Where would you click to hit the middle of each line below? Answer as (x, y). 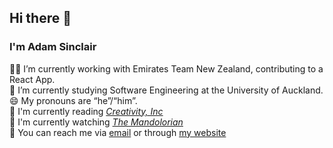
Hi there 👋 (40, 18)
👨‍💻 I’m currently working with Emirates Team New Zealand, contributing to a (166, 68)
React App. (32, 79)
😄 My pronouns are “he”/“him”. (73, 100)
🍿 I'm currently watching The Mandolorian (96, 122)
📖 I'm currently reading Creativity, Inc (86, 111)
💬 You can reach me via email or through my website (118, 132)
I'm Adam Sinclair (53, 47)
